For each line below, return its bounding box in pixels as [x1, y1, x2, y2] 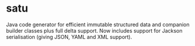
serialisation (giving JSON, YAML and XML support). [6, 33, 132, 40]
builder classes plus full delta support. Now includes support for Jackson [6, 27, 183, 34]
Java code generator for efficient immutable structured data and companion [6, 21, 190, 28]
